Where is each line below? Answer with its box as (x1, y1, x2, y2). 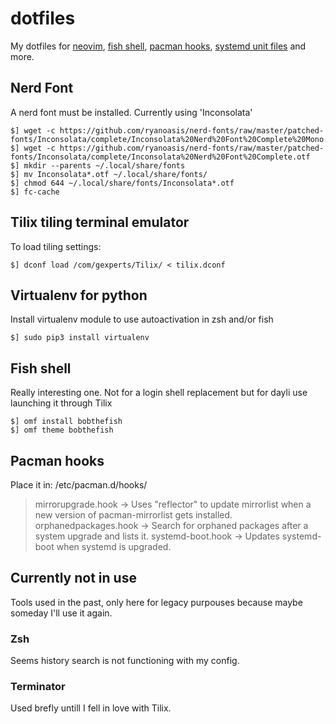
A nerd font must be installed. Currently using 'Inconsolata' (10, 106, 253, 118)
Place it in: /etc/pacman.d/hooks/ (10, 479, 148, 491)
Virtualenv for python (10, 287, 148, 304)
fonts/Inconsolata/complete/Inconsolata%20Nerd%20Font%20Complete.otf (10, 152, 311, 162)
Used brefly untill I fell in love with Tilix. (10, 702, 172, 714)
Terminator (10, 680, 66, 694)
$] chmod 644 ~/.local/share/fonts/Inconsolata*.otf (10, 178, 235, 188)
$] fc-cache (10, 187, 60, 197)
